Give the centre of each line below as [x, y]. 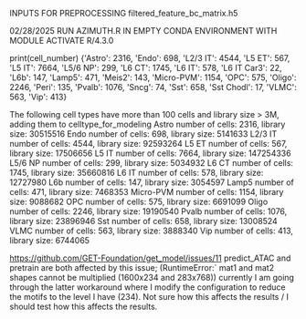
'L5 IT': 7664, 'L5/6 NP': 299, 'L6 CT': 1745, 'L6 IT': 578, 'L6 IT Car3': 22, [146, 68]
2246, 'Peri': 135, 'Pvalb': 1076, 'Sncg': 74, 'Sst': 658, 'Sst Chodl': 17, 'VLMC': [153, 87]
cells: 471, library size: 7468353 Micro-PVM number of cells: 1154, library [147, 192]
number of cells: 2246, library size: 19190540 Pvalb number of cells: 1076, [148, 211]
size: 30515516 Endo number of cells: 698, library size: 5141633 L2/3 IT [143, 134]
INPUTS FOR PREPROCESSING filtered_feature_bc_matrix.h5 [124, 13]
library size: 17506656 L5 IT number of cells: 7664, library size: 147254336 [150, 153]
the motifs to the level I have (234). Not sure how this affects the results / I [149, 297]
